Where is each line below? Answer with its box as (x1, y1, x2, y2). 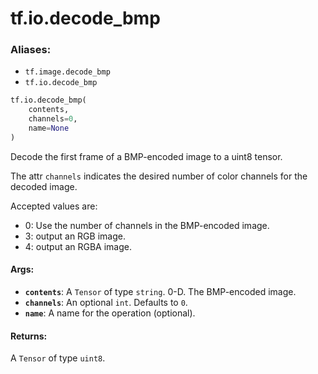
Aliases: (10, 43, 52, 57)
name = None (28, 123, 70, 134)
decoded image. (10, 180, 78, 192)
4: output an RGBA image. (24, 240, 133, 252)
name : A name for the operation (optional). (24, 307, 196, 319)
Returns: (10, 330, 48, 342)
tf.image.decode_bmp (24, 67, 111, 77)
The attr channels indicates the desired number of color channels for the (10, 170, 308, 182)
